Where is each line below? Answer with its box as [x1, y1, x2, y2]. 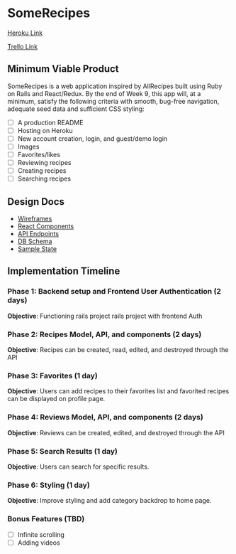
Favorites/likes [17, 151, 60, 159]
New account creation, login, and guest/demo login [17, 134, 168, 143]
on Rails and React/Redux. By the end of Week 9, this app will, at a [7, 89, 201, 97]
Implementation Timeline [7, 265, 120, 277]
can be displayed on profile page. [7, 395, 106, 403]
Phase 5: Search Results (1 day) [7, 446, 118, 456]
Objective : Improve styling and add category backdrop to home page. [7, 496, 212, 505]
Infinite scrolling [17, 530, 65, 538]
